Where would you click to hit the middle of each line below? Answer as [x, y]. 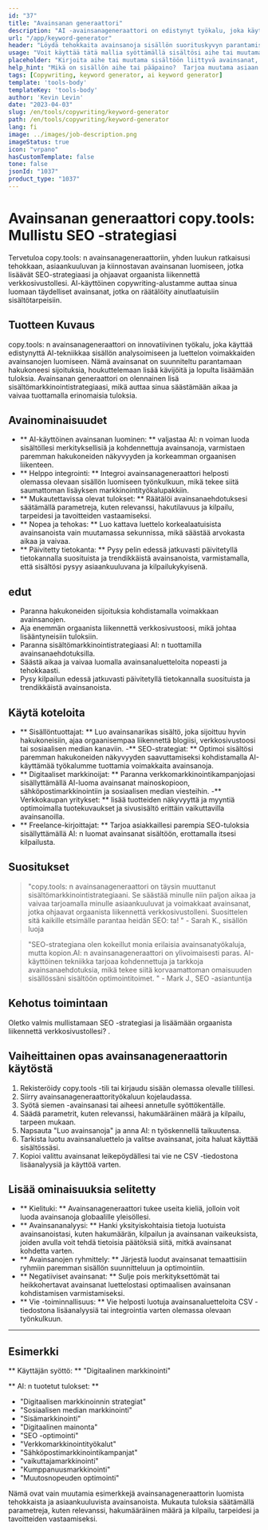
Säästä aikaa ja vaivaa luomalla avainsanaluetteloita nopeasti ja [123, 662]
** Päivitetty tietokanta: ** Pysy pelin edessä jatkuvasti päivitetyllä [128, 550]
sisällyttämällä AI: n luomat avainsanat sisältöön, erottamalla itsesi [128, 834]
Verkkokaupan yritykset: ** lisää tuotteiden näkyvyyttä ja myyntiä [127, 800]
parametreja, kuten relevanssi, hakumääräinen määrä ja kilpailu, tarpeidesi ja [134, 1511]
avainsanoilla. [42, 817]
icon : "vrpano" [33, 149]
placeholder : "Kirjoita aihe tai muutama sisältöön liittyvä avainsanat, [134, 61]
